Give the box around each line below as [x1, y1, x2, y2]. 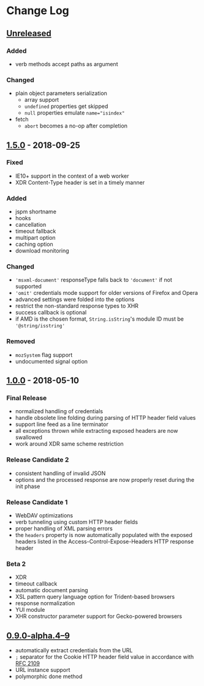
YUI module [15, 606, 45, 614]
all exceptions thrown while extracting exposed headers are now [15, 427, 178, 435]
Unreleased [6, 28, 52, 39]
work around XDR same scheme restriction [15, 440, 124, 448]
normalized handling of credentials [15, 408, 103, 415]
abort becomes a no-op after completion [24, 122, 127, 129]
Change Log [6, 4, 69, 18]
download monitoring [15, 247, 69, 254]
